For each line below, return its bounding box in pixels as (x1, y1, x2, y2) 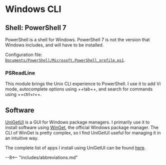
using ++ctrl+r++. (5, 91, 42, 97)
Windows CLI (5, 3, 61, 15)
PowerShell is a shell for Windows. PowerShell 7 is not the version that (5, 36, 150, 42)
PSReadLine (5, 69, 35, 76)
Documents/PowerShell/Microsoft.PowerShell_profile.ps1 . (5, 57, 125, 63)
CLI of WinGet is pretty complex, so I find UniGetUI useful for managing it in (5, 130, 161, 136)
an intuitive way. (5, 135, 39, 141)
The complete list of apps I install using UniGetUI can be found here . (5, 145, 146, 151)
